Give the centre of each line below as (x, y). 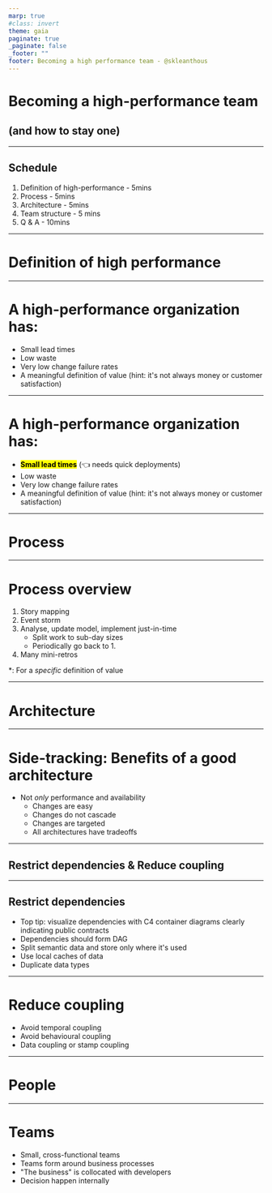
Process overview (70, 589)
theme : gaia (28, 31)
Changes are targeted (68, 823)
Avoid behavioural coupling (66, 1036)
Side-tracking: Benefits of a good (123, 758)
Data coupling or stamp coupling (74, 1045)
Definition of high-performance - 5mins (86, 187)
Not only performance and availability (83, 798)
